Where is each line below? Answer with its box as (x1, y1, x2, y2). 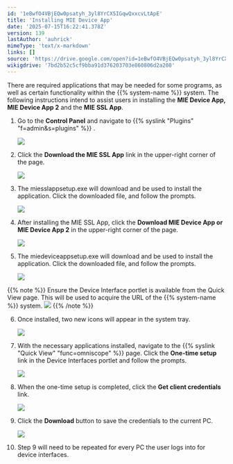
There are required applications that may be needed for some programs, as (7, 81, 223, 89)
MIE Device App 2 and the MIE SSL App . (7, 103, 123, 111)
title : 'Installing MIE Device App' (7, 17, 113, 24)
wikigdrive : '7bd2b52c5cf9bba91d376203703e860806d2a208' (7, 62, 175, 69)
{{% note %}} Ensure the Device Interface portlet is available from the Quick (7, 285, 225, 294)
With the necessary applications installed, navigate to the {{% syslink (17, 341, 215, 349)
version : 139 (7, 29, 45, 37)
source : (7, 56, 30, 63)
